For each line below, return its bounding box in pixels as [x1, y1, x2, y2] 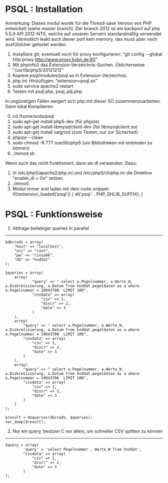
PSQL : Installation [5, 4, 83, 15]
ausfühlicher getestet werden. [5, 41, 67, 47]
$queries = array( [5, 270, 43, 275]
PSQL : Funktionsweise [5, 209, 103, 220]
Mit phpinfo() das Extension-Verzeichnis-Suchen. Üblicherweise [12, 62, 145, 68]
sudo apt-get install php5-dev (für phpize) [12, 118, 99, 124]
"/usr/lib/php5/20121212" [12, 67, 64, 73]
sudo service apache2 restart [12, 83, 73, 89]
